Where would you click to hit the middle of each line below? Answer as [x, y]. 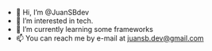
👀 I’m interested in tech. [54, 21]
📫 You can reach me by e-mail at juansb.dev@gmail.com [110, 38]
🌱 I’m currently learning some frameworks [84, 29]
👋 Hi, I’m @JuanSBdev [52, 12]
